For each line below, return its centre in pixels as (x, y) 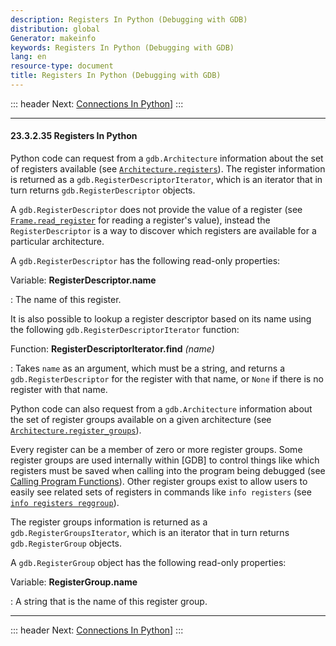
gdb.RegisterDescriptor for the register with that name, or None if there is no (167, 379)
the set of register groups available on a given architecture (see (141, 420)
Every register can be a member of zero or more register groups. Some (156, 450)
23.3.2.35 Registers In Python (74, 136)
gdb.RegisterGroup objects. (66, 543)
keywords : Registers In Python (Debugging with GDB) (122, 47)
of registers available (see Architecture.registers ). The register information (168, 169)
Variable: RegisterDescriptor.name (83, 280)
